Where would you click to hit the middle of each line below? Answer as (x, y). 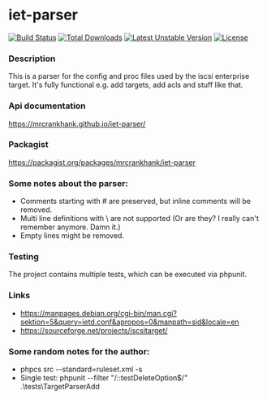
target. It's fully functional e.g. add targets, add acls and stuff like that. (126, 85)
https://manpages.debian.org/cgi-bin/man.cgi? (98, 313)
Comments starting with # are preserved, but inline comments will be (136, 202)
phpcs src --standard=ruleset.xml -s (81, 369)
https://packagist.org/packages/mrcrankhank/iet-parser (102, 162)
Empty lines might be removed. (72, 236)
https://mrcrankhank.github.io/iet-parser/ (77, 124)
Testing (24, 257)
